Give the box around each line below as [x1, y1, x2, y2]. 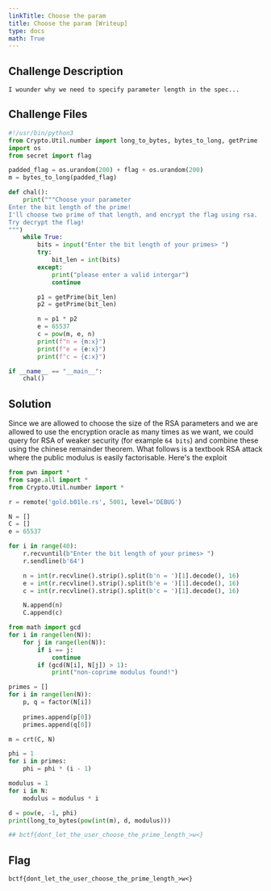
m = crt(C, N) [8, 735, 56, 743]
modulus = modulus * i [23, 794, 99, 802]
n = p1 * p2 [37, 315, 78, 323]
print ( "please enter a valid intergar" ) [51, 271, 190, 279]
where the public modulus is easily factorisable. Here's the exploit [8, 453, 227, 463]
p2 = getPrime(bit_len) [37, 301, 117, 309]
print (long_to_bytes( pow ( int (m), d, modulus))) [8, 817, 172, 825]
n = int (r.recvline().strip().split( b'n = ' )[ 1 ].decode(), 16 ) [23, 571, 240, 580]
